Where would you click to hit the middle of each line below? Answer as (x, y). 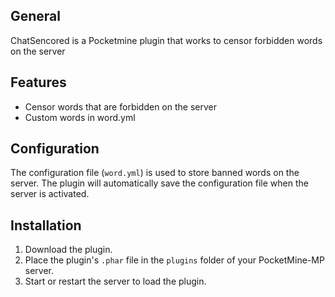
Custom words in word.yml (80, 117)
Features (38, 82)
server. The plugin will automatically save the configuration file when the (159, 183)
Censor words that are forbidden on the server (120, 106)
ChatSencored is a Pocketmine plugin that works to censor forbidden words (166, 40)
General (36, 16)
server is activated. (50, 194)
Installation (46, 225)
